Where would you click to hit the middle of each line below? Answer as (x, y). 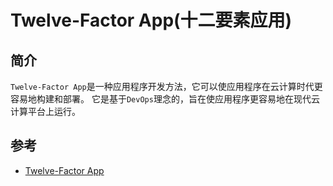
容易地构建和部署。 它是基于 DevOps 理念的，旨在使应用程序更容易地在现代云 (165, 99)
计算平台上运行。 (45, 111)
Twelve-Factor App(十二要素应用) (151, 20)
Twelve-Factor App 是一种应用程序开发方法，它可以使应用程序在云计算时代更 (166, 86)
